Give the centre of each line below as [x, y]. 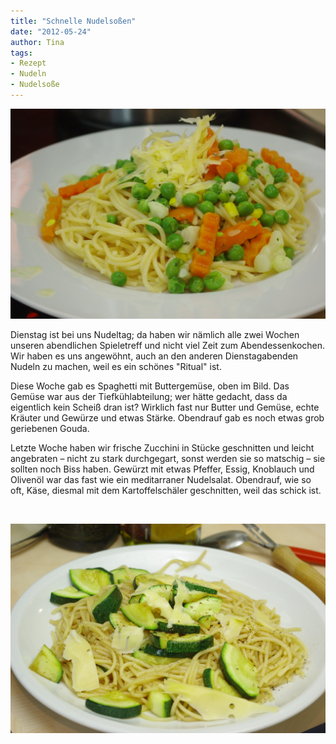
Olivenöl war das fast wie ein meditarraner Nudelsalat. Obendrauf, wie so [161, 479]
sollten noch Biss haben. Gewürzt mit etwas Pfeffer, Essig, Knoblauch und [162, 469]
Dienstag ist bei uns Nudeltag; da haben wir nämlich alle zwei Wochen [155, 334]
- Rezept [28, 63]
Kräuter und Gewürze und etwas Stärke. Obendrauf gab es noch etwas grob [167, 417]
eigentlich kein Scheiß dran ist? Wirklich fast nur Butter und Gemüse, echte [165, 407]
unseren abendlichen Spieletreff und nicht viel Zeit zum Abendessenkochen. [168, 345]
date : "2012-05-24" [51, 31]
